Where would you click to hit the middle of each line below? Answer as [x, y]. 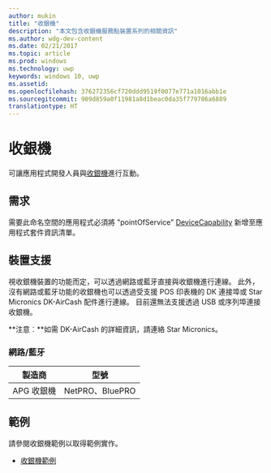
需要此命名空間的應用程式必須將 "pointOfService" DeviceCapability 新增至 [132, 222]
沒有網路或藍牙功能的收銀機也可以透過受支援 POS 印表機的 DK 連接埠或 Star [135, 291]
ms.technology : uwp [41, 69]
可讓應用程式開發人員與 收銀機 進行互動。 [76, 173]
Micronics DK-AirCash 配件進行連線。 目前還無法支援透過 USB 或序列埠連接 [135, 302]
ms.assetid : [28, 84]
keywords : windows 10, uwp [54, 76]
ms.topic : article [39, 54]
